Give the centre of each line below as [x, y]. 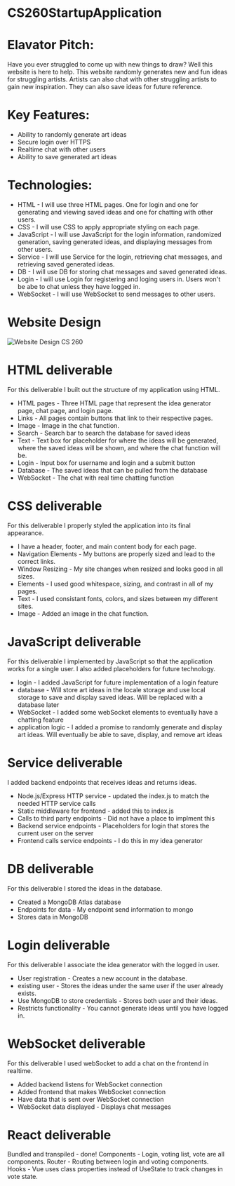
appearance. [26, 533]
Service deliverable [65, 763]
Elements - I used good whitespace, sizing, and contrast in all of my [115, 584]
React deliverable [59, 1135]
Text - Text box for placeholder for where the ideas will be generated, [118, 440]
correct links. [36, 561]
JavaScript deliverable [74, 642]
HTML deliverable [60, 370]
